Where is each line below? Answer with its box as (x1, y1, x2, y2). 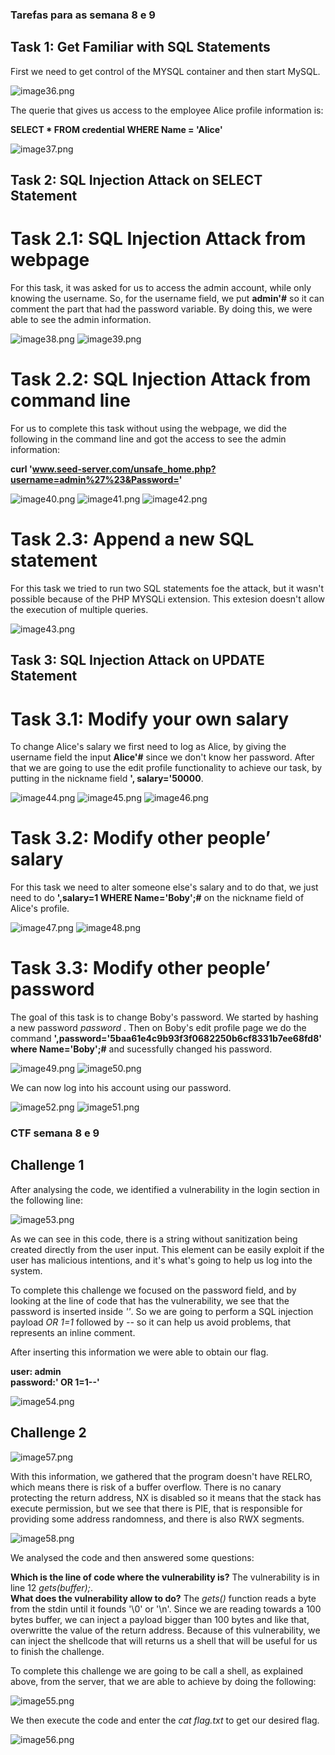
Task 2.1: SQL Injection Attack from (10, 228, 307, 250)
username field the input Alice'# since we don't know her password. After (10, 751, 315, 763)
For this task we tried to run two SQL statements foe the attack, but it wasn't (10, 582, 324, 594)
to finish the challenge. (10, 1645, 105, 1657)
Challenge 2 (10, 1424, 87, 1442)
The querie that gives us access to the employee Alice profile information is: (10, 104, 324, 116)
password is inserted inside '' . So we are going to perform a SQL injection (10, 1305, 314, 1317)
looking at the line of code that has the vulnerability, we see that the (10, 1294, 290, 1307)
